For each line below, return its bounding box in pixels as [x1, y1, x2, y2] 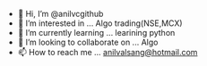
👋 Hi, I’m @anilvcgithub [17, 9, 104, 19]
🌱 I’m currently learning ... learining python [17, 28, 176, 37]
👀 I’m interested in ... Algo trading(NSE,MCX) [17, 18, 183, 29]
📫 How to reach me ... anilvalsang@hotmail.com [17, 47, 198, 57]
